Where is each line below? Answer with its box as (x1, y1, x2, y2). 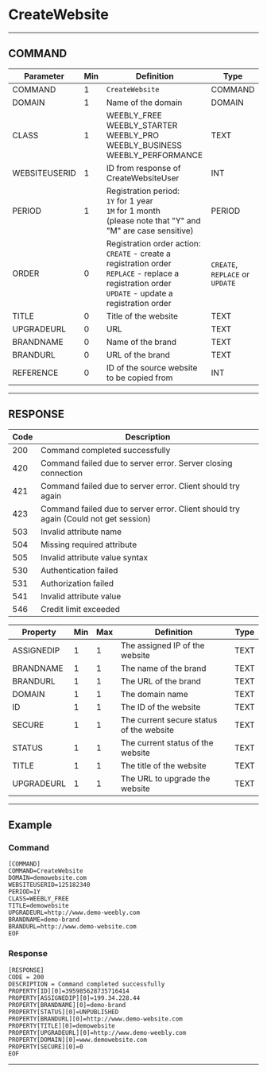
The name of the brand (120, 662, 207, 673)
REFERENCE (12, 367, 59, 378)
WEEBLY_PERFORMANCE (106, 149, 203, 161)
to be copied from (106, 372, 173, 383)
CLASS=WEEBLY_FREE (8, 895, 69, 903)
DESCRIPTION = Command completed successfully (8, 980, 165, 988)
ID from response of (106, 162, 181, 173)
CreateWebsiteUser (106, 172, 180, 184)
